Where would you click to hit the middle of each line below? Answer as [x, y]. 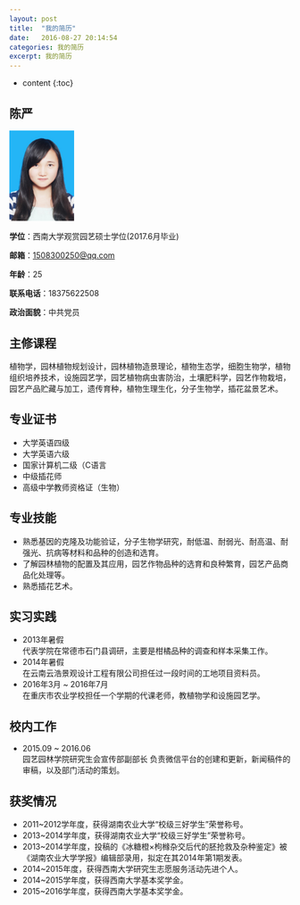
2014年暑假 [43, 662]
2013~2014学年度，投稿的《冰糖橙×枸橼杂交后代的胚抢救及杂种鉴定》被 [154, 847]
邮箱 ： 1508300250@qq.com [62, 255]
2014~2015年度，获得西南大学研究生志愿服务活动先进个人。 [133, 869]
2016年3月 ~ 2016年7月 [65, 685]
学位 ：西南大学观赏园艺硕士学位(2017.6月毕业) [94, 237]
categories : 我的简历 [47, 47]
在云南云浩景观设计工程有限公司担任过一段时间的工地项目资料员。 [143, 673]
